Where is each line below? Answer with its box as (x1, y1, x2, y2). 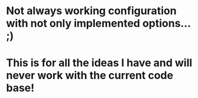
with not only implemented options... (6, 17, 191, 30)
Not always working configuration (6, 4, 177, 18)
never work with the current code (6, 69, 173, 82)
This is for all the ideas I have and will (6, 56, 193, 70)
